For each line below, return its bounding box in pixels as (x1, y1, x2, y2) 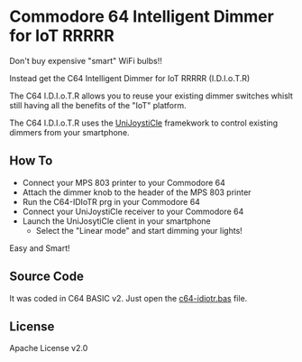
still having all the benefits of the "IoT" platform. (9, 99, 187, 110)
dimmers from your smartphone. (9, 126, 130, 137)
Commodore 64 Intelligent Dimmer (9, 6, 275, 27)
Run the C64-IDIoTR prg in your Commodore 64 (22, 196, 201, 207)
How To (9, 153, 53, 169)
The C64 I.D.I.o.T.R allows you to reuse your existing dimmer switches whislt (9, 90, 293, 101)
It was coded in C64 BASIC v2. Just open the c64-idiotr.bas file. (9, 292, 248, 303)
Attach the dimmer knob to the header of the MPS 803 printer (22, 187, 252, 198)
